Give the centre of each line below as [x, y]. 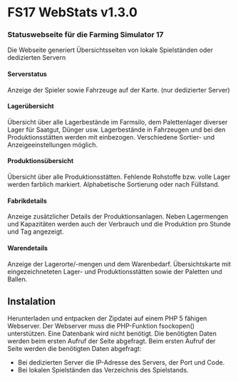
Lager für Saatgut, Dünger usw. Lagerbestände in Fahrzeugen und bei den [117, 130]
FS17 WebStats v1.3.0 [72, 12]
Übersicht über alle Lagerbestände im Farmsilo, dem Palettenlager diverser [118, 122]
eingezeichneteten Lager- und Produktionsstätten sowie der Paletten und [115, 271]
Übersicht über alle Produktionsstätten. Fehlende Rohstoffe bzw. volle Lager [119, 177]
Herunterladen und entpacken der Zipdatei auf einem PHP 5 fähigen [107, 318]
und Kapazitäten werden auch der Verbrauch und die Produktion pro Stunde [119, 224]
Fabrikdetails [27, 201]
